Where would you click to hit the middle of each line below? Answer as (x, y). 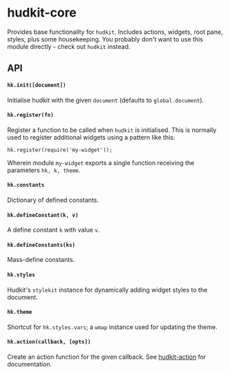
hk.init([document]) (37, 85)
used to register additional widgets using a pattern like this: (91, 137)
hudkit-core (42, 13)
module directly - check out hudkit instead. (69, 46)
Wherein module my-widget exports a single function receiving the (101, 162)
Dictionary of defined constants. (53, 200)
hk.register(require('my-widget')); (60, 150)
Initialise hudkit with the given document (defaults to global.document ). (106, 100)
